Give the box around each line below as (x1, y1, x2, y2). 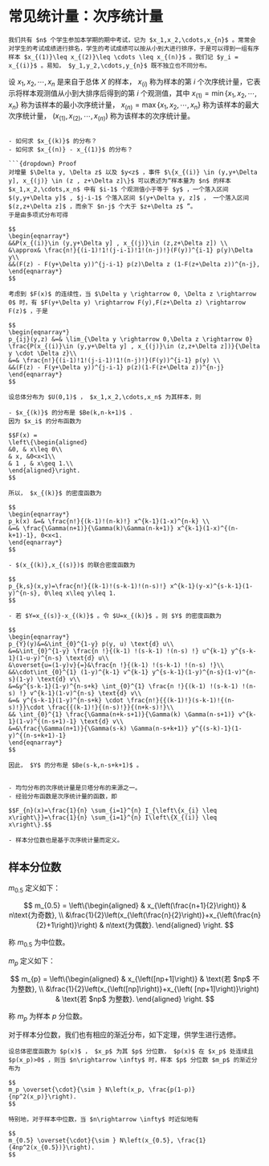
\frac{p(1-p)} (148, 1086, 196, 1094)
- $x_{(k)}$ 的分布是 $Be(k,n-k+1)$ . (8, 409, 134, 417)
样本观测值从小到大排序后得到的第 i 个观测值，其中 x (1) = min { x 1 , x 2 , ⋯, (22, 88, 257, 100)
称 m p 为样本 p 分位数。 (8, 1011, 87, 1023)
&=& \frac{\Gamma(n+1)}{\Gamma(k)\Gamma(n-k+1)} (8, 525, 174, 533)
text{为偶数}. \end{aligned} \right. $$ (112, 920, 234, 929)
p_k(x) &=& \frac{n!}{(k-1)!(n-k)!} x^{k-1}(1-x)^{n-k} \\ (8, 517, 210, 525)
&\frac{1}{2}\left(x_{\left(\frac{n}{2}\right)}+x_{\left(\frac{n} (65, 910, 261, 920)
